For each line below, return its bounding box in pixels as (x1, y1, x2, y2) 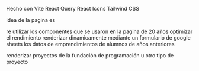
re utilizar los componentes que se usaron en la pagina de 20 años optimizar (6, 28, 193, 35)
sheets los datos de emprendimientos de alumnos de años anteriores (6, 41, 175, 47)
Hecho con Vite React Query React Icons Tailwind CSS (6, 5, 139, 12)
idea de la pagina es (6, 17, 56, 23)
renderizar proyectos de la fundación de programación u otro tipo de (6, 52, 174, 59)
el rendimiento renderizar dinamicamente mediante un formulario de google (6, 34, 191, 41)
